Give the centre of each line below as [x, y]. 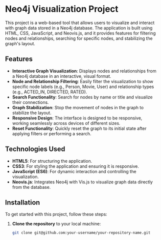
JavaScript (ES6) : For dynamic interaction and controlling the [74, 171]
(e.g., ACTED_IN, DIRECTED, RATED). [49, 91]
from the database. [31, 187]
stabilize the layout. [32, 113]
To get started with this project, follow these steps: [56, 214]
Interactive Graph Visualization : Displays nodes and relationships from [84, 71]
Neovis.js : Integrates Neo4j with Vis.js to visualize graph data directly [82, 182]
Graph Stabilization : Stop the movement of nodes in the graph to [78, 107]
